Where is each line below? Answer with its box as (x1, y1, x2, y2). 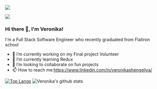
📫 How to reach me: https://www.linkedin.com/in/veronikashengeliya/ (12, 67, 153, 73)
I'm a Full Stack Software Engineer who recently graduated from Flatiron (5, 36, 150, 43)
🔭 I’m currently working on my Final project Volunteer (12, 51, 119, 57)
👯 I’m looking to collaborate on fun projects (12, 62, 99, 68)
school (5, 42, 19, 48)
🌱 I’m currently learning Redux (12, 56, 73, 62)
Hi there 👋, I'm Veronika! (5, 25, 64, 32)
